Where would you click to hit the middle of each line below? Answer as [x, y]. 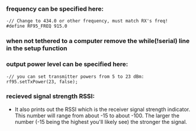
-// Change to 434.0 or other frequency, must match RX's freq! [87, 21]
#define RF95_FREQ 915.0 [37, 26]
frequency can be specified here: [55, 9]
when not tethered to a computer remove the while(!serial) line [98, 41]
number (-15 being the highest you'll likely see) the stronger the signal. [101, 122]
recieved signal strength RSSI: [50, 96]
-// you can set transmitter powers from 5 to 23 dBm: [75, 76]
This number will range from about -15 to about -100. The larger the [97, 115]
